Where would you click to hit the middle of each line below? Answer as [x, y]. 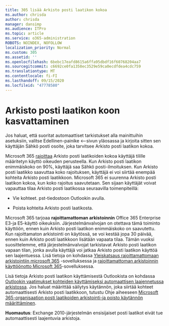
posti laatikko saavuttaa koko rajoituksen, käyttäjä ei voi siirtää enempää [80, 172]
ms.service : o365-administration [40, 39]
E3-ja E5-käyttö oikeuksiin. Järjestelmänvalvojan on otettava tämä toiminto [83, 223]
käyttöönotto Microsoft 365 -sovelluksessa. [50, 266]
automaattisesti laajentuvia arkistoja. [43, 318]
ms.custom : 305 [21, 52]
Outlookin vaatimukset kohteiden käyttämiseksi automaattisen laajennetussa [84, 281]
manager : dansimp [23, 24]
